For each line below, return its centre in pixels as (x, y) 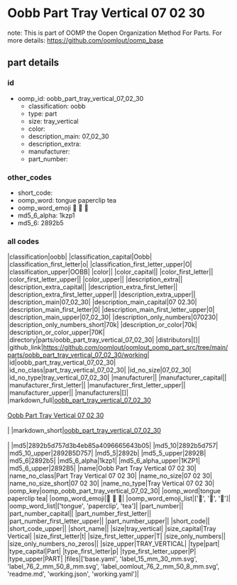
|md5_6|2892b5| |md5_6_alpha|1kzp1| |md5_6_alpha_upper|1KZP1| (104, 461)
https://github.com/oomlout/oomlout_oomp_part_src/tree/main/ (136, 348)
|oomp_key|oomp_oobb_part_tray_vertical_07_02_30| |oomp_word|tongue (114, 491)
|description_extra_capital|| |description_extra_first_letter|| (93, 287)
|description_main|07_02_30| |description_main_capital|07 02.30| (102, 302)
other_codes (29, 177)
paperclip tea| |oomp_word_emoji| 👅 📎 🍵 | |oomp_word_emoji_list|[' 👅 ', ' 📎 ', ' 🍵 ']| (119, 498)
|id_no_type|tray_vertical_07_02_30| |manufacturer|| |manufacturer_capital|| (117, 377)
